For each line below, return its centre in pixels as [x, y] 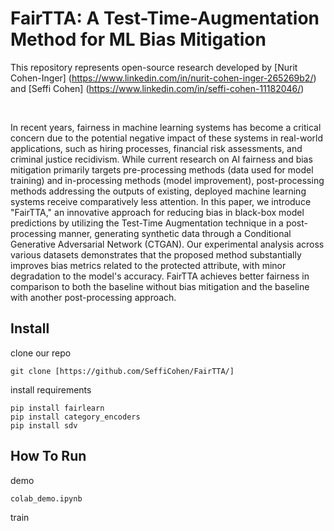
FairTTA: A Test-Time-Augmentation [165, 18]
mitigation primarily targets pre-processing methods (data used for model [162, 169]
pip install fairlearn [57, 408]
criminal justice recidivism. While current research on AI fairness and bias [161, 159]
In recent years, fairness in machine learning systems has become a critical [166, 127]
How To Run [48, 456]
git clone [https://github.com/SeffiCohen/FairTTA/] [122, 371]
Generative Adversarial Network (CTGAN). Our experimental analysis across [167, 244]
